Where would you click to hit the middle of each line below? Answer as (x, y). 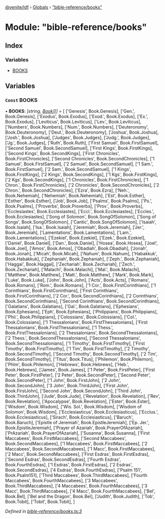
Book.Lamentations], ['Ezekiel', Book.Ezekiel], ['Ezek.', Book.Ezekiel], (75, 237)
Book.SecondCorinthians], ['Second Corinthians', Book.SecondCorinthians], (82, 301)
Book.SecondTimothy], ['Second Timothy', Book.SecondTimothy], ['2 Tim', (81, 354)
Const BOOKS (22, 100)
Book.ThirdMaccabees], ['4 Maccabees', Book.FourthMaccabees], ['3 (76, 486)
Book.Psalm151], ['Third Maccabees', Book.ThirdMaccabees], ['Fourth (76, 475)
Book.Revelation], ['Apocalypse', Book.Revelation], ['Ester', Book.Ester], (78, 401)
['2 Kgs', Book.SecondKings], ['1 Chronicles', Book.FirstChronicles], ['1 (77, 180)
